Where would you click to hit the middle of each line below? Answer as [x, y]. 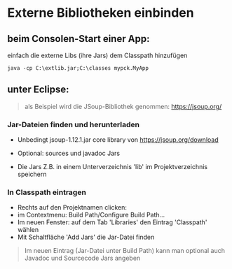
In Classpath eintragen [47, 192]
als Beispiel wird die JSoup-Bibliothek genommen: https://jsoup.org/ [123, 106]
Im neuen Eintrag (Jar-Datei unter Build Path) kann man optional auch [125, 251]
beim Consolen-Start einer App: [79, 39]
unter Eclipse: [38, 90]
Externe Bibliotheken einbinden [101, 13]
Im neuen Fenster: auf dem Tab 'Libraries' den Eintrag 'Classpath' [112, 222]
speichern [32, 174]
